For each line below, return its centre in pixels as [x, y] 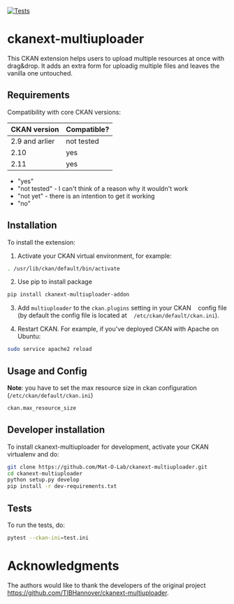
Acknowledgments [64, 566]
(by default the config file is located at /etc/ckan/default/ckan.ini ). [118, 315]
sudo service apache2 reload [50, 350]
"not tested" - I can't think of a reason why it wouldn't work [103, 188]
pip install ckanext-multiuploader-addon [68, 295]
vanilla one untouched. [40, 73]
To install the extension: [41, 242]
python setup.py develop [43, 480]
